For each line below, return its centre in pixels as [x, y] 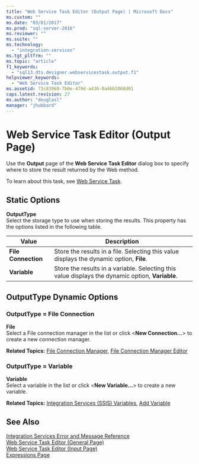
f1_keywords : [22, 67]
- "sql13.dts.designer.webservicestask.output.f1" [75, 72]
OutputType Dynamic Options [62, 297]
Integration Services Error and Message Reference [68, 436]
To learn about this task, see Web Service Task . [64, 181]
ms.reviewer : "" [26, 34]
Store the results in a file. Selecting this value [117, 251]
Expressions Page [28, 455]
